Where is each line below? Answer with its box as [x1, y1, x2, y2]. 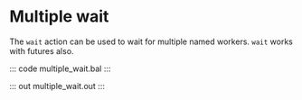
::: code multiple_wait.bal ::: [9, 63, 111, 74]
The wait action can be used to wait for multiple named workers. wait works [9, 36, 294, 47]
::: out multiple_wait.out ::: [9, 80, 106, 91]
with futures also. [9, 45, 74, 56]
